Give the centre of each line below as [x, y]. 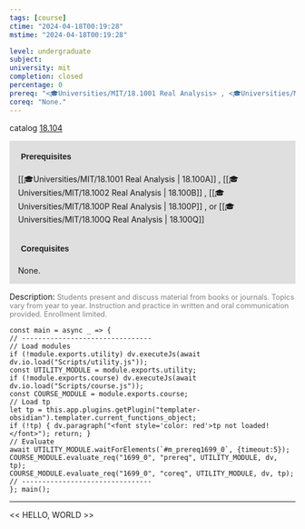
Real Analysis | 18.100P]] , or [165, 206]
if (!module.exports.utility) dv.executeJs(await [105, 354]
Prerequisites [46, 156]
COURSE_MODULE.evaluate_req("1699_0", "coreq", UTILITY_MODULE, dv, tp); [152, 474]
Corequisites [45, 248]
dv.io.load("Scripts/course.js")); [77, 386]
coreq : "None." [38, 102]
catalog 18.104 [36, 127]
